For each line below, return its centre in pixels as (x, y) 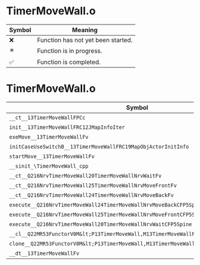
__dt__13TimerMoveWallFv (44, 253)
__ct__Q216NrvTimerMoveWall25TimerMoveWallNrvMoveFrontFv (93, 185)
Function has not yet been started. (85, 40)
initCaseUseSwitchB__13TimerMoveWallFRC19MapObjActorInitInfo (99, 147)
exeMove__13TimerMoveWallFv (49, 137)
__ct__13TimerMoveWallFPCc (47, 117)
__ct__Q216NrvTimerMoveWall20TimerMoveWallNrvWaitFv (85, 175)
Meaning (85, 30)
